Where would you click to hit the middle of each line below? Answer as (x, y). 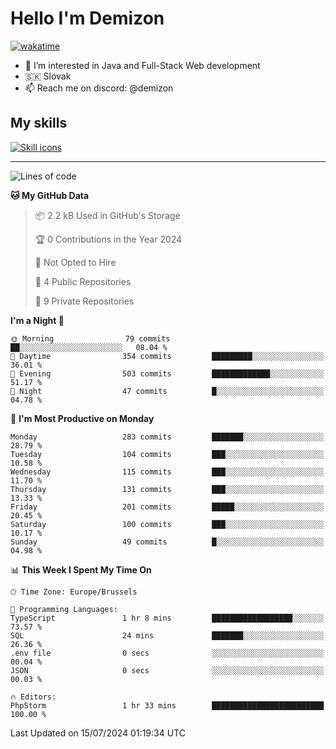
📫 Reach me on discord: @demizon (99, 88)
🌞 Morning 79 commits (90, 338)
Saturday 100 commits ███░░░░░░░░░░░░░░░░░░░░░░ (167, 524)
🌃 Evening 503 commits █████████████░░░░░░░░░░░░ (167, 373)
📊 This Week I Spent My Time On (81, 569)
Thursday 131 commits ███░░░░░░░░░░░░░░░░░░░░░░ (167, 489)
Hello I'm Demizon (87, 18)
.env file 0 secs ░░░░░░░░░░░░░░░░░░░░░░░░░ (167, 653)
